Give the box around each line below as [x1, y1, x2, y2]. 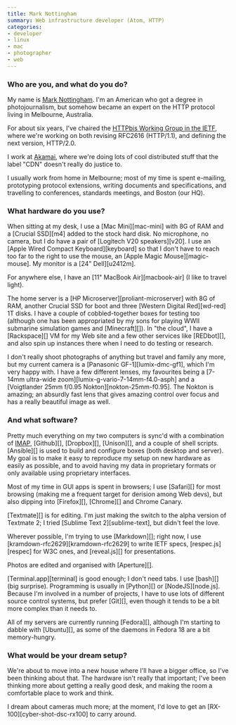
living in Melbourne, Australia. [7, 111, 93, 119]
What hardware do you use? [7, 206, 105, 215]
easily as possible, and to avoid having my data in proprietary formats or [7, 461, 216, 469]
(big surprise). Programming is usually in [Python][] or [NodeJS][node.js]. [7, 581, 221, 590]
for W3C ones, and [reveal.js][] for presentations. [33, 547, 176, 555]
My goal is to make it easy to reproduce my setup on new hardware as [7, 453, 211, 462]
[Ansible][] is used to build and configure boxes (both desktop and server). [7, 446, 224, 455]
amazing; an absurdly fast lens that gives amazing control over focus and [7, 390, 219, 398]
